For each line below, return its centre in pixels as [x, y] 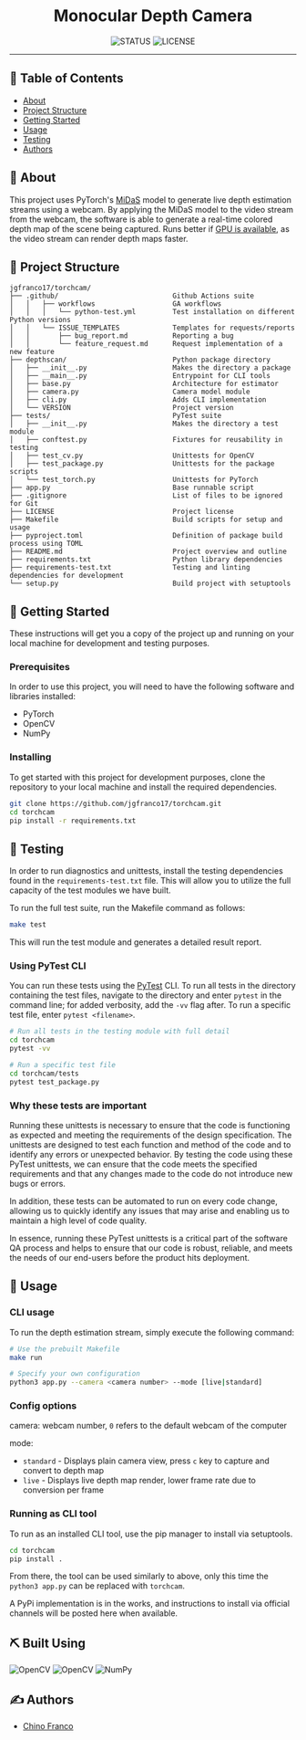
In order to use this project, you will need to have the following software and [152, 687]
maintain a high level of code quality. [78, 1221]
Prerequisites [40, 667]
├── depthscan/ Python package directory [140, 360]
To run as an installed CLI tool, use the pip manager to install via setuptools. [151, 1534]
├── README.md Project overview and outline [148, 552]
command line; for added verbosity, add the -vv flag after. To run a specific [150, 1005]
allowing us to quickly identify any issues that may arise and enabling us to [149, 1211]
